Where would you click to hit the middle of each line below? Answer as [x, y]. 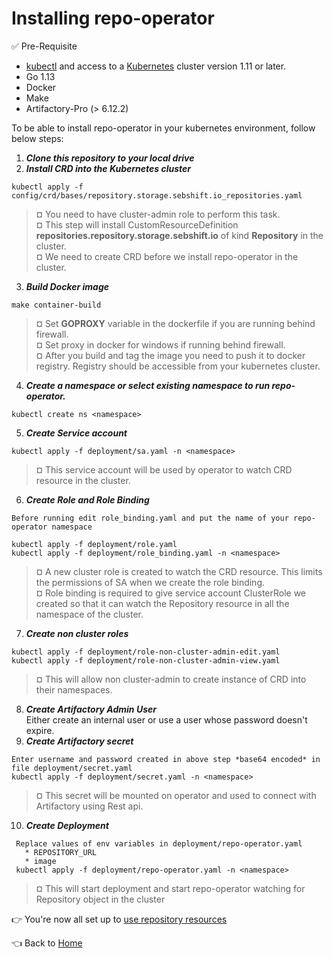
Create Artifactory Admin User [91, 709]
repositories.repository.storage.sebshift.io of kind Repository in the [179, 235]
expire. [40, 730]
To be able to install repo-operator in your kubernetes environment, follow [163, 128]
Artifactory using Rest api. [89, 806]
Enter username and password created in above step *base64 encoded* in [166, 759]
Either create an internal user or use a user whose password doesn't [166, 719]
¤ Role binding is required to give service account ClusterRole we [171, 593]
